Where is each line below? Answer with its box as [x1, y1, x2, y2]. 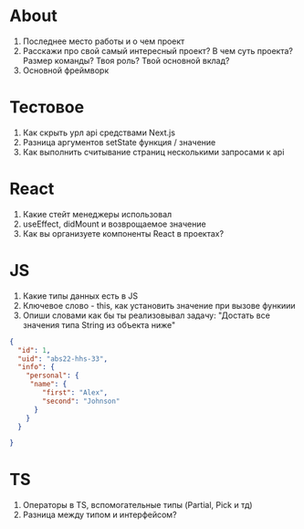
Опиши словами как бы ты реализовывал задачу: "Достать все [22, 310, 271, 321]
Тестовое [9, 97, 85, 118]
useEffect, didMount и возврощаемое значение [22, 218, 207, 229]
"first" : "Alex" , [42, 388, 108, 397]
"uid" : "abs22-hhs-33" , [17, 354, 108, 364]
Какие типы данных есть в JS [22, 290, 139, 302]
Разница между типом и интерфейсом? [22, 509, 177, 521]
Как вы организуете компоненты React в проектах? [22, 227, 225, 238]
